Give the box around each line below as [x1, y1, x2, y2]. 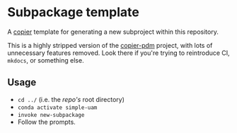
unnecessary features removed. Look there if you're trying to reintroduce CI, [7, 49, 230, 57]
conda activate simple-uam [17, 103, 98, 111]
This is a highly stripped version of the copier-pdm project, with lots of [7, 41, 213, 49]
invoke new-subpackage [17, 111, 85, 118]
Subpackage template [7, 4, 139, 20]
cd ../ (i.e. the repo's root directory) [17, 95, 125, 103]
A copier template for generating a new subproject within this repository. [7, 27, 219, 36]
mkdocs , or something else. [7, 56, 84, 64]
